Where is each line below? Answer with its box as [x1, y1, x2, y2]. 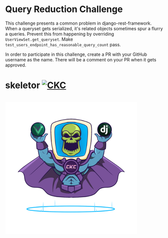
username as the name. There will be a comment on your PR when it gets [5, 56, 156, 62]
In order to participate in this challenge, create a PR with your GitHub [5, 51, 147, 57]
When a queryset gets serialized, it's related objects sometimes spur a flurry [5, 25, 163, 31]
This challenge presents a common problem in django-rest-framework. [5, 20, 152, 26]
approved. [5, 62, 27, 68]
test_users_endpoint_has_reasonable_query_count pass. [5, 41, 121, 47]
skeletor [5, 80, 40, 91]
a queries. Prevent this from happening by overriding [5, 31, 114, 37]
